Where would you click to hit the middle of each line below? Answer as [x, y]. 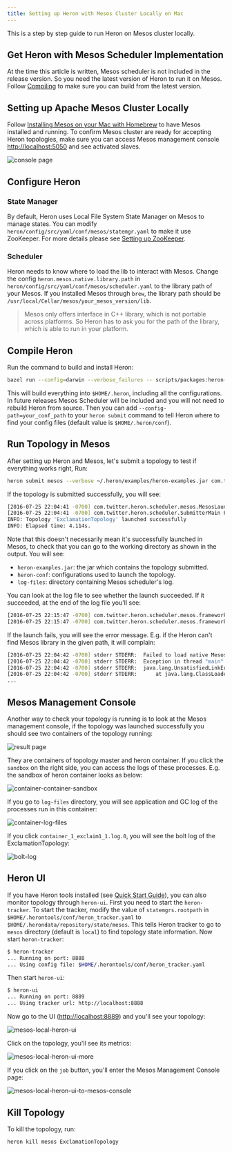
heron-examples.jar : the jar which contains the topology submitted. [113, 567]
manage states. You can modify [52, 224]
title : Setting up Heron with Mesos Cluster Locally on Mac [96, 13]
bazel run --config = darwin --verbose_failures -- [80, 380]
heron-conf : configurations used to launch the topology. [96, 575]
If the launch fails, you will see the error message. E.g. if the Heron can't [110, 635]
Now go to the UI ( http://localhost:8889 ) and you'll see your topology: [106, 1017]
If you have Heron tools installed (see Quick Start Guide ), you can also [107, 895]
